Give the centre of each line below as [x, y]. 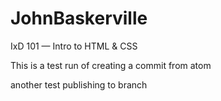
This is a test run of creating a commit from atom [111, 65]
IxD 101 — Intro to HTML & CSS [74, 46]
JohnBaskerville [79, 18]
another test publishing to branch [79, 84]
